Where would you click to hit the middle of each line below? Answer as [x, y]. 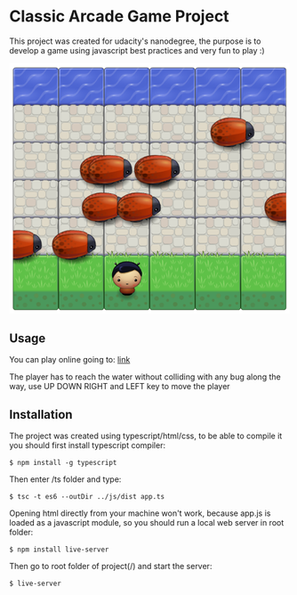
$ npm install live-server [59, 550]
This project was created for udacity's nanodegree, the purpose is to [135, 41]
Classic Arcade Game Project [119, 16]
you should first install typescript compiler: [88, 445]
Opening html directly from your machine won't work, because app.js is [140, 513]
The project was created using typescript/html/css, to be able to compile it [146, 436]
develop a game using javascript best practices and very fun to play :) [137, 50]
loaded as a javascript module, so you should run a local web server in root [147, 523]
